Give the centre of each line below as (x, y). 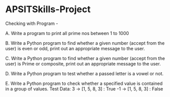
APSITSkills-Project (48, 9)
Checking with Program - (32, 23)
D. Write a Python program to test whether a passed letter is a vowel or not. (84, 73)
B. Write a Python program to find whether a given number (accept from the (85, 43)
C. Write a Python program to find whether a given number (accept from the (85, 58)
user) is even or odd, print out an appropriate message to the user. (75, 48)
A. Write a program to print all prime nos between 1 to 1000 (67, 33)
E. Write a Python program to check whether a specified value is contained (84, 83)
